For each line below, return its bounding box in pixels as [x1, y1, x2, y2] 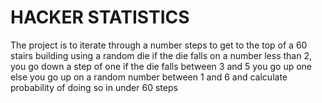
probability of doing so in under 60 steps [10, 81, 178, 93]
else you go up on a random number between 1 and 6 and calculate [10, 71, 288, 83]
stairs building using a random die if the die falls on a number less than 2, [10, 49, 312, 61]
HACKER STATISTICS [10, 6, 190, 29]
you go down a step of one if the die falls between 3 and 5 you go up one [10, 60, 313, 72]
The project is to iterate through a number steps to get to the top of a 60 [10, 39, 308, 51]
